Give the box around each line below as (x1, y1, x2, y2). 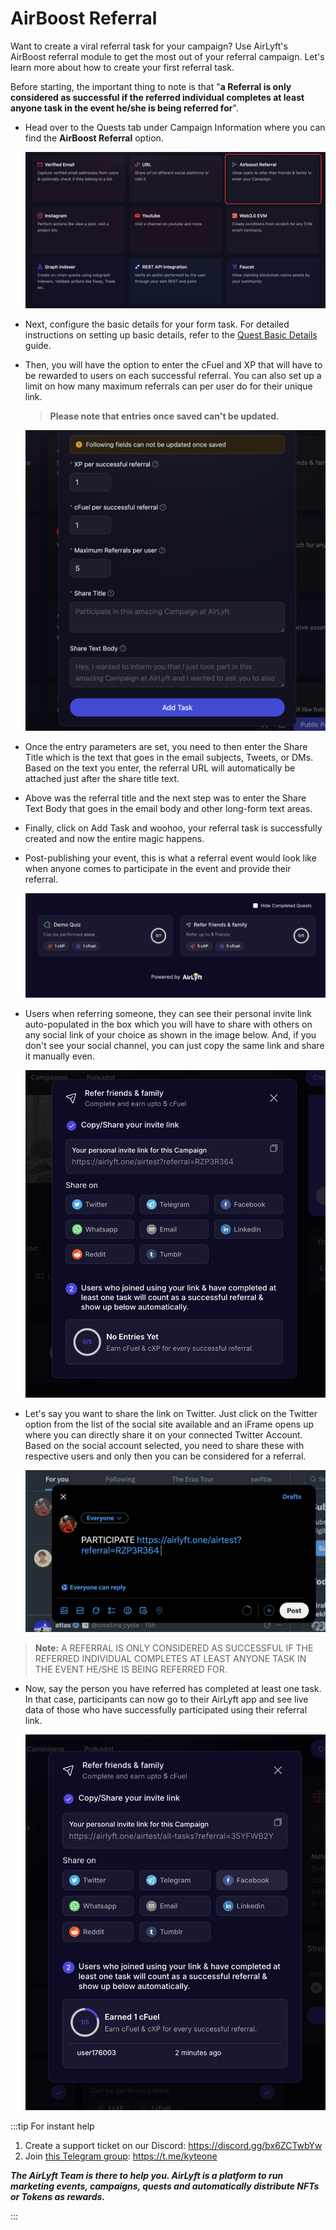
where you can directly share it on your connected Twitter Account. (24, 1428, 303, 1441)
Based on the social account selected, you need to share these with (24, 1439, 305, 1451)
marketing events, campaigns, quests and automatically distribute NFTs (10, 2180, 320, 2192)
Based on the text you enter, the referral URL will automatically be (24, 762, 296, 774)
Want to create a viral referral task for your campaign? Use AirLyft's (10, 40, 288, 52)
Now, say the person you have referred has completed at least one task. (24, 1683, 322, 1695)
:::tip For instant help (10, 2120, 95, 2132)
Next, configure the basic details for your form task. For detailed (24, 318, 290, 331)
